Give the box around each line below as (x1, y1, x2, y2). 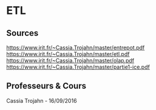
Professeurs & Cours (6, 81, 87, 91)
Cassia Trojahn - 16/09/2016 (6, 97, 77, 104)
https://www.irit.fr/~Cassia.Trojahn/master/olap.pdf (6, 57, 135, 64)
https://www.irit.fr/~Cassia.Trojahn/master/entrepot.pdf (6, 44, 145, 51)
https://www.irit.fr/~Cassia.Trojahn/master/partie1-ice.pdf (6, 63, 150, 70)
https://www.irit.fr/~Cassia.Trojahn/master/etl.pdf (6, 50, 130, 58)
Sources (6, 28, 39, 38)
